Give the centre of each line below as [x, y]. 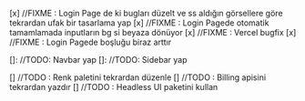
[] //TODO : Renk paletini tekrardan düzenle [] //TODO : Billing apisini [138, 77]
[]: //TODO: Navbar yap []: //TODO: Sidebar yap [98, 60]
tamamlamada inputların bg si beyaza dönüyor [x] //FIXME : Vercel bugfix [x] [153, 32]
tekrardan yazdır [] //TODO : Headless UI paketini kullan [114, 87]
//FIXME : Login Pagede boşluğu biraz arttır [91, 42]
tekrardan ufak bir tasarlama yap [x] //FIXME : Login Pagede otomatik [139, 23]
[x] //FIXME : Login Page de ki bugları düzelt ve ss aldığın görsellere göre [147, 13]
